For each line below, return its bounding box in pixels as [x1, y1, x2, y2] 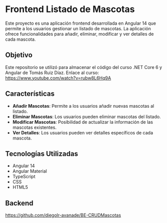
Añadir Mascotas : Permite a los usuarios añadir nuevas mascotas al [12, 103, 154, 109]
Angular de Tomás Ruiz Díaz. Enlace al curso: [5, 69, 99, 76]
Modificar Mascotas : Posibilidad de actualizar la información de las [12, 119, 153, 125]
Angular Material [12, 168, 47, 174]
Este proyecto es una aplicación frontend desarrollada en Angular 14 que [5, 20, 156, 26]
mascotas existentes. [12, 124, 57, 130]
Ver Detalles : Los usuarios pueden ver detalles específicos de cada [12, 129, 153, 135]
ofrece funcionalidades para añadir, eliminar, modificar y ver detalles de [5, 31, 154, 37]
